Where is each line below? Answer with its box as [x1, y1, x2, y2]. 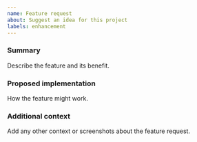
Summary [7, 45, 41, 55]
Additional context [7, 111, 71, 121]
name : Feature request [7, 10, 72, 17]
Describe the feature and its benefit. [7, 61, 110, 70]
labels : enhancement [7, 23, 67, 30]
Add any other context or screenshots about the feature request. [7, 127, 191, 135]
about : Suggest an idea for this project [7, 17, 128, 23]
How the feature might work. [7, 94, 88, 102]
